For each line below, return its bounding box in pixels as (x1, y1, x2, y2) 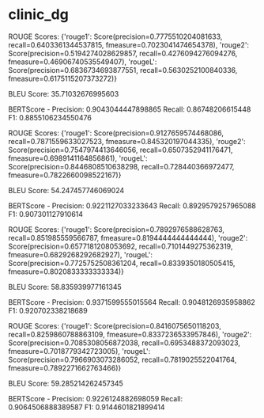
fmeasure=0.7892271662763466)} (8, 363, 122, 373)
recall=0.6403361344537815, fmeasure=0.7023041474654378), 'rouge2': (8, 40, 250, 49)
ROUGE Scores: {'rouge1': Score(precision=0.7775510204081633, (8, 32, 223, 41)
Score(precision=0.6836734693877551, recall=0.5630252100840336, (8, 65, 238, 74)
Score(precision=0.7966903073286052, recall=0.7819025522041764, (8, 355, 237, 364)
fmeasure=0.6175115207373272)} (8, 74, 117, 83)
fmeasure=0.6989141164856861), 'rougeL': (8, 153, 148, 163)
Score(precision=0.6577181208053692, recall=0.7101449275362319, (8, 241, 233, 251)
